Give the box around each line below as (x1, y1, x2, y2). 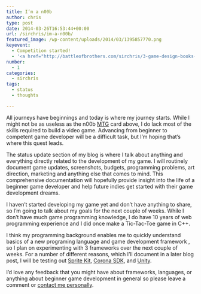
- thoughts (11, 92, 39, 98)
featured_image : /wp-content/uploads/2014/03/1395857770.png (6, 37, 162, 43)
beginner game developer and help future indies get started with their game (6, 183, 193, 190)
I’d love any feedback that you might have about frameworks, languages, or (6, 268, 193, 275)
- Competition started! (11, 48, 71, 54)
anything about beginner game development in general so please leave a (6, 275, 186, 282)
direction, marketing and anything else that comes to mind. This (6, 170, 163, 177)
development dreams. (6, 189, 60, 196)
